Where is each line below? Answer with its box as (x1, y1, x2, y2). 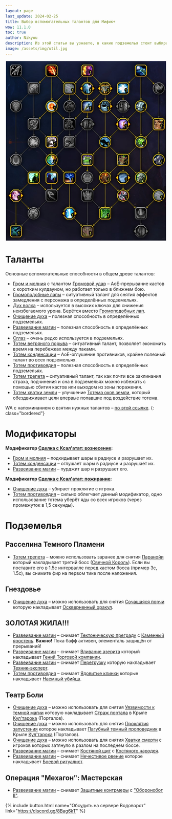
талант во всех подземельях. (12, 356, 77, 363)
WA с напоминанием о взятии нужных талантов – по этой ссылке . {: (5, 404, 155, 411)
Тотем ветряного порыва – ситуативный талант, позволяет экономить (12, 340, 166, 347)
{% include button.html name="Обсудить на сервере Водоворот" (5, 802, 146, 808)
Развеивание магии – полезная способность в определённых (12, 324, 148, 330)
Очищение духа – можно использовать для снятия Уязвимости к (12, 704, 155, 710)
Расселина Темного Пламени (5, 540, 105, 549)
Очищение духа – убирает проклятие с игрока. (12, 485, 116, 491)
